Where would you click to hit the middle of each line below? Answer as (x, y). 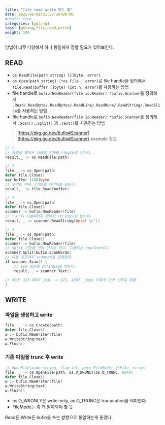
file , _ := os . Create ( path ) (34, 325)
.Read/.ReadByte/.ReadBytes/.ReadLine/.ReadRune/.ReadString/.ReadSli (86, 105)
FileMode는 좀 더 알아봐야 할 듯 (43, 407)
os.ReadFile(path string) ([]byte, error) (56, 75)
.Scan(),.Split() (35, 123)
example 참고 (104, 139)
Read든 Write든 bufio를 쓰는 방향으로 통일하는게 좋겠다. (59, 418)
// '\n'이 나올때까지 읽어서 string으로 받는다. (49, 216)
